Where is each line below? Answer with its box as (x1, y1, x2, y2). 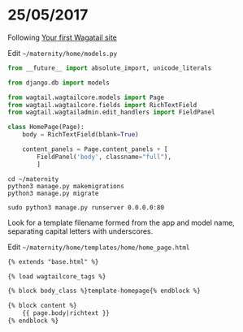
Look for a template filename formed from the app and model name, (7, 218, 235, 227)
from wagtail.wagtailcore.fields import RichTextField (7, 101, 197, 109)
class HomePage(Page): (7, 123, 85, 132)
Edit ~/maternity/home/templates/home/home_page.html (7, 242, 190, 252)
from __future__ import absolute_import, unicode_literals (7, 63, 212, 72)
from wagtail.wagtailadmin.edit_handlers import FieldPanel (7, 108, 216, 117)
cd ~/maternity (7, 175, 59, 183)
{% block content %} (7, 302, 78, 310)
